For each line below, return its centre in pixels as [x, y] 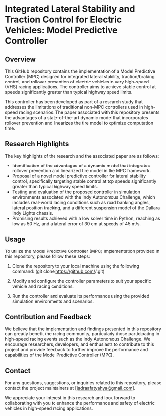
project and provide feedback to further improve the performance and [77, 350]
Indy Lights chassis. [32, 213]
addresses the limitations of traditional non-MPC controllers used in [74, 107]
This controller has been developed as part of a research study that [74, 102]
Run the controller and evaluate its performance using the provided [81, 296]
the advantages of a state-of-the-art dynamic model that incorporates [77, 118]
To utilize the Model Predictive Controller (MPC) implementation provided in [82, 251]
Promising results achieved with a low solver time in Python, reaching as [86, 218]
